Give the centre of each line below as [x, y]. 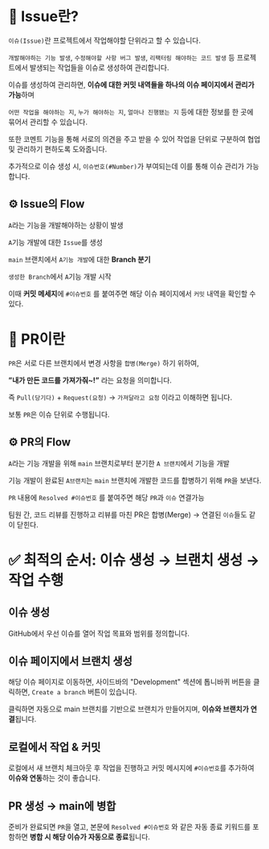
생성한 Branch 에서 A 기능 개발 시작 [60, 276]
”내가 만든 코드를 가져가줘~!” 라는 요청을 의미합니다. [90, 380]
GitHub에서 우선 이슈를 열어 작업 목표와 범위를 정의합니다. [99, 633]
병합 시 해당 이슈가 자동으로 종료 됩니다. [90, 837]
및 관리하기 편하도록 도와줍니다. [58, 149]
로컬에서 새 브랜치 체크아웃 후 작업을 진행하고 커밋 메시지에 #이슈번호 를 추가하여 [131, 768]
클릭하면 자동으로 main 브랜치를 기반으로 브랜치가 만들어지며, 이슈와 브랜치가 [128, 709]
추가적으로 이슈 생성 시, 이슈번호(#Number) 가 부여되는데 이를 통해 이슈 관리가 [126, 166]
